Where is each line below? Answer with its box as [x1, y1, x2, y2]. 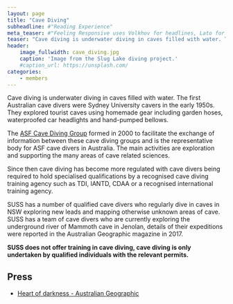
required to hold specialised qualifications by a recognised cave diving [7, 172, 209, 180]
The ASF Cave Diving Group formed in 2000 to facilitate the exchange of [7, 129, 215, 137]
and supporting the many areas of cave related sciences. [7, 151, 170, 160]
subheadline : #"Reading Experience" [7, 23, 113, 30]
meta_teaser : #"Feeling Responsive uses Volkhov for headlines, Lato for [7, 29, 225, 37]
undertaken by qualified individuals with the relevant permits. [7, 251, 189, 259]
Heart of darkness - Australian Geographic [17, 289, 139, 298]
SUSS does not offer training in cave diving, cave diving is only [7, 244, 192, 252]
